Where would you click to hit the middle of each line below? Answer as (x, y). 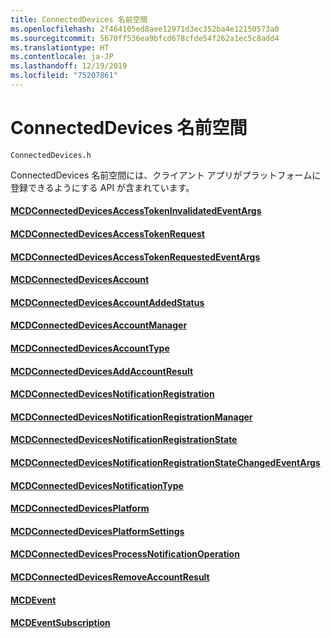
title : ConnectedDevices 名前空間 (79, 19)
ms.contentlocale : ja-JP (62, 57)
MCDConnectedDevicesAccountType (90, 348)
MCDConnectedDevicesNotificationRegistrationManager (131, 417)
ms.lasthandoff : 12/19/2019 (69, 66)
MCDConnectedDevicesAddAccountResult (102, 371)
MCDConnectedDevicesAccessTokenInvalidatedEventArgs (136, 211)
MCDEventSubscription (60, 623)
